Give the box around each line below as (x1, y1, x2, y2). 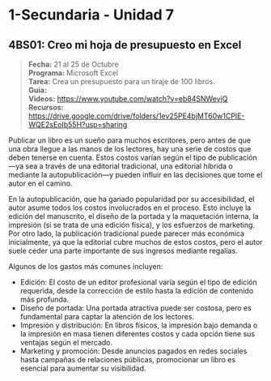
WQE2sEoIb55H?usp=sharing (28, 120, 128, 129)
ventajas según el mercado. (19, 338, 113, 347)
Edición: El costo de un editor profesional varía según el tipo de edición (19, 277, 257, 287)
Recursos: (28, 103, 64, 112)
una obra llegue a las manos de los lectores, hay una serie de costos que (8, 144, 252, 153)
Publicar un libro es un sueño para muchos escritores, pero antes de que (8, 135, 252, 145)
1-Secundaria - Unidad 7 (8, 6, 175, 24)
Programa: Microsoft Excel (28, 68, 119, 78)
